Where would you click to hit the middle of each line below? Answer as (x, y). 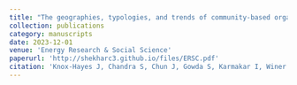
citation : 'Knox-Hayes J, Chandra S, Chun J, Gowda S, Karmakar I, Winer (148, 67)
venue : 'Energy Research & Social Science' (91, 50)
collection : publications (57, 26)
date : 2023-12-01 (41, 42)
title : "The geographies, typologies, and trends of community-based (140, 17)
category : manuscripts (51, 34)
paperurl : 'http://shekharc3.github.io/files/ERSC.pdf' (114, 58)
